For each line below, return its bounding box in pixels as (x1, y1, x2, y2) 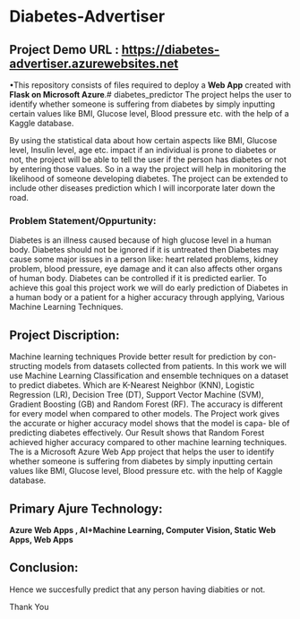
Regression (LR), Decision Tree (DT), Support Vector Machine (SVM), (9, 390, 264, 400)
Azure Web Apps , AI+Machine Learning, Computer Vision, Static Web (9, 524, 276, 535)
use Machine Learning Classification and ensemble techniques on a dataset (9, 370, 289, 382)
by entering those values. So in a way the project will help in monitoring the (9, 164, 287, 174)
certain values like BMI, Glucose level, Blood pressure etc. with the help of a (9, 108, 289, 118)
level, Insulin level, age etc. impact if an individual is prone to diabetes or (9, 145, 277, 155)
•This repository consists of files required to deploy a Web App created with (9, 80, 291, 90)
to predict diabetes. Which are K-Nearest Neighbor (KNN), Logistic (9, 380, 255, 391)
